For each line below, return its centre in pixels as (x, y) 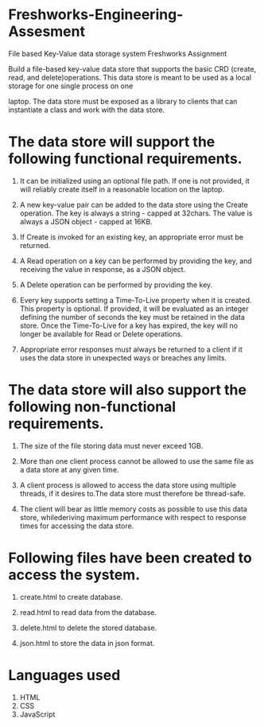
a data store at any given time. (69, 469)
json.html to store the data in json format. (87, 643)
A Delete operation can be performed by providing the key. (116, 285)
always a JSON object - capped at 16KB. (86, 221)
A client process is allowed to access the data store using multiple (128, 485)
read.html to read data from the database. (88, 612)
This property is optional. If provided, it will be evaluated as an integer (134, 309)
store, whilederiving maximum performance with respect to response (133, 517)
